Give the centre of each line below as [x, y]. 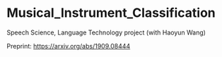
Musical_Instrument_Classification [111, 13]
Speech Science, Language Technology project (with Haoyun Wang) [106, 32]
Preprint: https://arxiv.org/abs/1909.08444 [69, 46]
